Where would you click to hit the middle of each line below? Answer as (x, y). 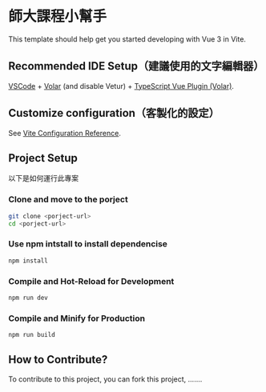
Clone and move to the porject (68, 199)
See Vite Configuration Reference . (65, 133)
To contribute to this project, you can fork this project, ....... (105, 379)
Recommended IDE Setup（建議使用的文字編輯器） (136, 66)
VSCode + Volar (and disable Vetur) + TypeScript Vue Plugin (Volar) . (121, 86)
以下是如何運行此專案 (43, 178)
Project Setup (43, 158)
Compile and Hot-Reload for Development (91, 281)
